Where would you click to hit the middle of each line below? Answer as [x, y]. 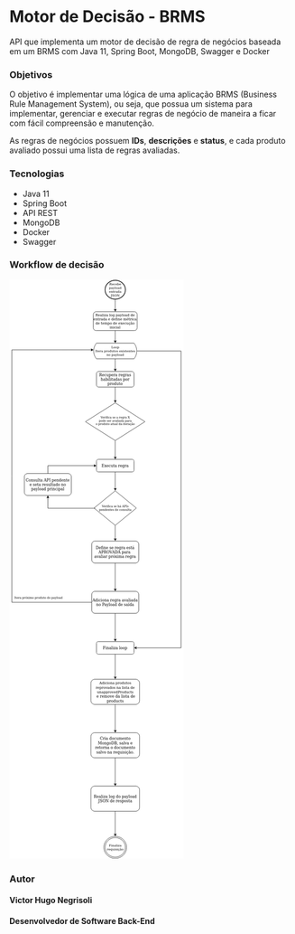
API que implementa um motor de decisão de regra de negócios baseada [145, 42]
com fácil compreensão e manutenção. [82, 123]
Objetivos [31, 74]
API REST [40, 212]
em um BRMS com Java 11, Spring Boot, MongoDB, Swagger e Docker [140, 51]
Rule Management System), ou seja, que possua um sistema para [131, 104]
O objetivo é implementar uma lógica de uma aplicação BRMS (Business [143, 94]
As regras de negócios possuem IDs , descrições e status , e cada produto [147, 141]
